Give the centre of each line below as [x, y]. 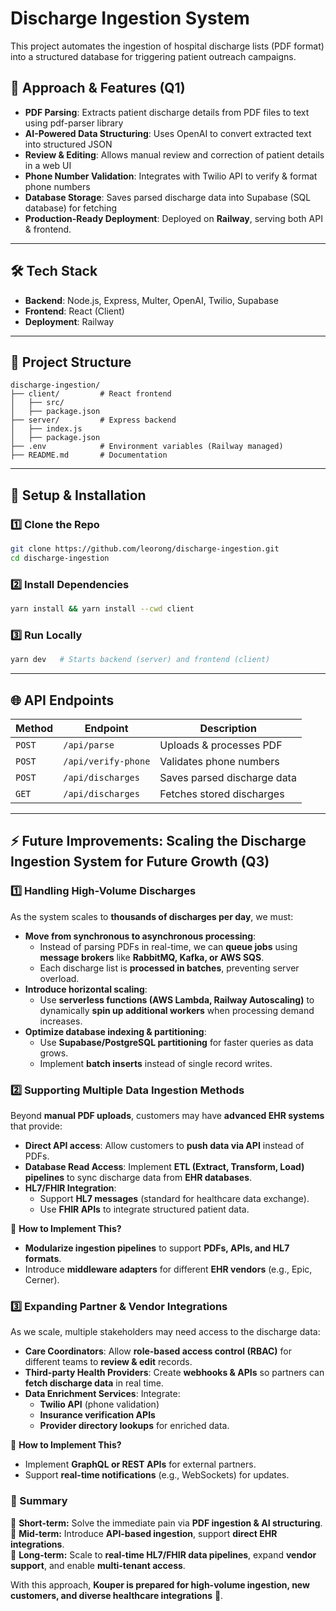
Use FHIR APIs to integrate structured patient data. [144, 1209]
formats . [43, 1258]
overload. [59, 978]
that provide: [36, 1126]
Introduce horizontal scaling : [86, 989]
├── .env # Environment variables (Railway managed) [147, 447]
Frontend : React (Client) [74, 311]
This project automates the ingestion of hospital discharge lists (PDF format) [167, 46]
